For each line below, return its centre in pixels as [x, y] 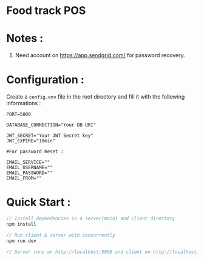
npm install [21, 224]
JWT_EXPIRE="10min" [31, 141]
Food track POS [46, 11]
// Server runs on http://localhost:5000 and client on [78, 252]
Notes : [25, 39]
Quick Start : [39, 202]
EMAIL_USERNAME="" [29, 168]
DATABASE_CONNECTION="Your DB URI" [51, 125]
